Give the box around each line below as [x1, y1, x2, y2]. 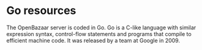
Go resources [6, 4, 77, 18]
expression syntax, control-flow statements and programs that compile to [6, 30, 192, 37]
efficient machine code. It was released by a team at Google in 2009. [6, 37, 181, 44]
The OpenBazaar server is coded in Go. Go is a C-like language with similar [6, 24, 196, 31]
